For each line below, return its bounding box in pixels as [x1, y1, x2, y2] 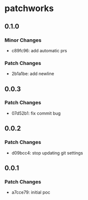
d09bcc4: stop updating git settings [11, 150, 83, 155]
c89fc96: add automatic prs [11, 47, 67, 53]
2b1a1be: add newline [11, 71, 54, 77]
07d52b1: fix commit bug [11, 110, 61, 116]
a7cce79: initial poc [11, 189, 50, 195]
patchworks [4, 3, 54, 14]
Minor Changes [4, 37, 42, 44]
